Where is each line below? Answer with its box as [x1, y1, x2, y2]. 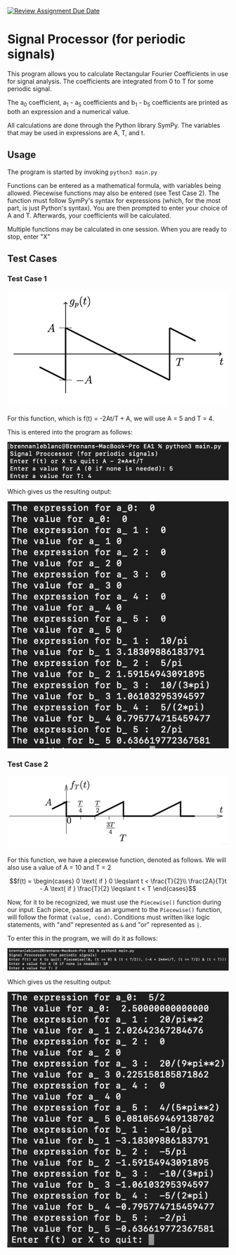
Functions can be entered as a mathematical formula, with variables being [7, 181, 221, 189]
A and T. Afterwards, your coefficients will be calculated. [7, 211, 171, 220]
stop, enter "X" [7, 232, 51, 241]
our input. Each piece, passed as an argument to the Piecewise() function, [7, 906, 223, 914]
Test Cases [7, 252, 58, 264]
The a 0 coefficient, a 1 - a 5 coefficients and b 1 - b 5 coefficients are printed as [7, 98, 228, 108]
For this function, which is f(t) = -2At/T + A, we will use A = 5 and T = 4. [7, 414, 214, 423]
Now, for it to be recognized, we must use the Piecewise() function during [7, 898, 221, 906]
